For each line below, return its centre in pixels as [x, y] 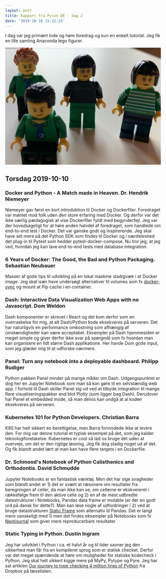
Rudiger [15, 368]
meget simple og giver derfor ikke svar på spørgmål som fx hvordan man [79, 338]
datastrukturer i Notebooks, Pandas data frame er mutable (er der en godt [80, 500]
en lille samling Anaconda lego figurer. [44, 41]
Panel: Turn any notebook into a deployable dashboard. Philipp [82, 361]
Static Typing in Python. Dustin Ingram [52, 534]
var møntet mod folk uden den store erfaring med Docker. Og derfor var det [82, 215]
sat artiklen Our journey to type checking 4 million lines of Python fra [75, 566]
